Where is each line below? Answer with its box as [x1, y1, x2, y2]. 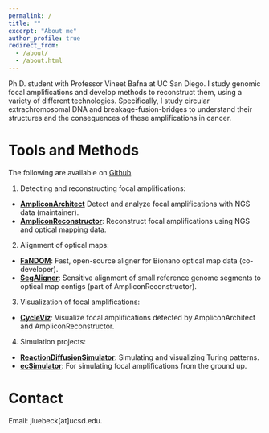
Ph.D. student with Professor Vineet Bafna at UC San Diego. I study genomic [8, 78, 261, 89]
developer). [19, 264, 59, 274]
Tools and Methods [8, 142, 139, 159]
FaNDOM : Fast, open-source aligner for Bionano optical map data [19, 255, 238, 266]
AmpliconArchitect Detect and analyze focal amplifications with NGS [19, 199, 251, 208]
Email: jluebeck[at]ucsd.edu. [8, 415, 103, 425]
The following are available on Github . [8, 167, 134, 177]
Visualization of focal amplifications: [19, 297, 141, 307]
